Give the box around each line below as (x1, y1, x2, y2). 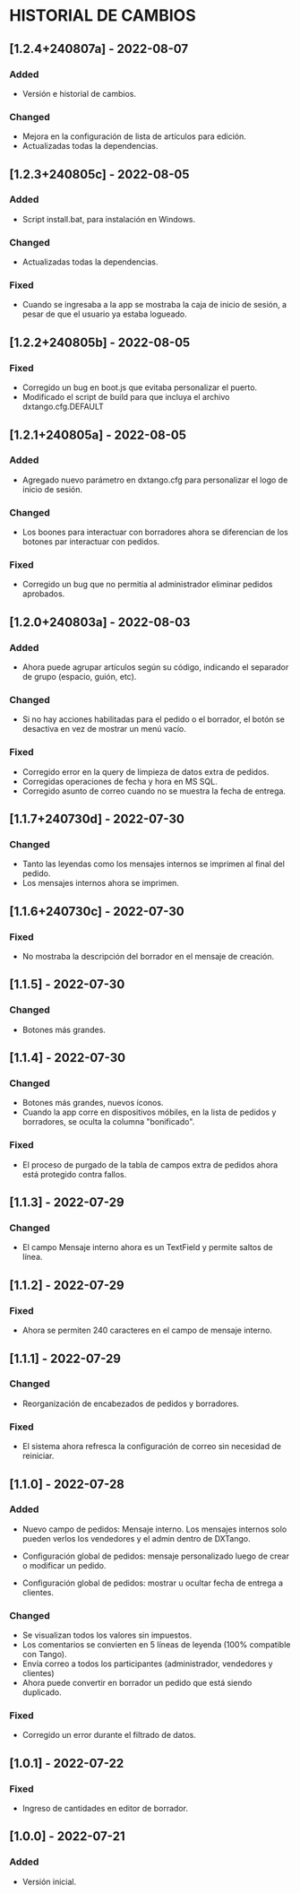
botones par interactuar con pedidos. (21, 536, 160, 547)
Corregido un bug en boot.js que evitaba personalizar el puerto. (21, 382, 258, 393)
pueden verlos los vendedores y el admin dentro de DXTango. (21, 1533, 251, 1543)
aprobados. (21, 588, 65, 599)
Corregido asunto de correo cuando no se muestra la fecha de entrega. (21, 786, 287, 796)
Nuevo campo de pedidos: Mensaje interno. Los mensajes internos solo (21, 1524, 287, 1534)
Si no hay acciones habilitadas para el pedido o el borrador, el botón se (21, 714, 285, 725)
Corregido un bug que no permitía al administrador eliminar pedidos (21, 579, 273, 590)
